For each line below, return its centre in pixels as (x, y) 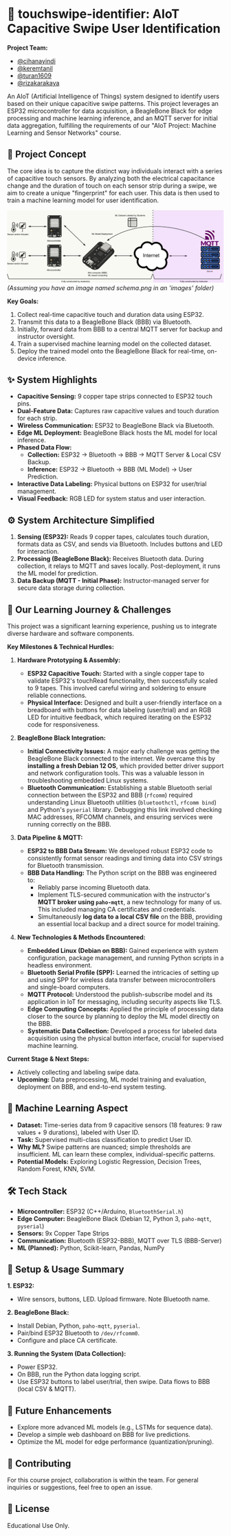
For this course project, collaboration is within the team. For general (103, 1480)
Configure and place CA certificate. (67, 1341)
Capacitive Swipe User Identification (114, 29)
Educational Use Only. (38, 1525)
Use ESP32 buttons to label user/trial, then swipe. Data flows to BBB (113, 1382)
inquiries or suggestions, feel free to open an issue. (80, 1487)
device (26, 358)
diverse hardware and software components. (71, 633)
